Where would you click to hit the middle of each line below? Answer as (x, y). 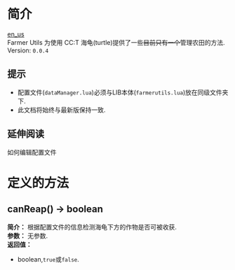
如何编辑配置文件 (32, 152)
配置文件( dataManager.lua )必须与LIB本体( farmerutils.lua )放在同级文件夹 (123, 92)
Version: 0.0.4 (28, 50)
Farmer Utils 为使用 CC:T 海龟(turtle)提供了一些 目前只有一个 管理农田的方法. (116, 42)
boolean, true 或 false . (48, 259)
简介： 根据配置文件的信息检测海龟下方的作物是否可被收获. (92, 227)
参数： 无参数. (27, 236)
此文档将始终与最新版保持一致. (61, 110)
